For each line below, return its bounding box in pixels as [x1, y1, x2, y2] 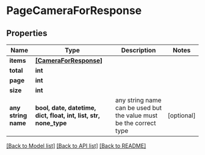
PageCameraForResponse [6, 4, 142, 18]
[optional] [167, 111, 196, 120]
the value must [115, 111, 158, 120]
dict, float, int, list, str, [35, 111, 100, 120]
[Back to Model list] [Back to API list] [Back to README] [6, 142, 146, 150]
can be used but [115, 104, 162, 112]
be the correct [115, 119, 156, 127]
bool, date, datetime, [35, 104, 96, 112]
